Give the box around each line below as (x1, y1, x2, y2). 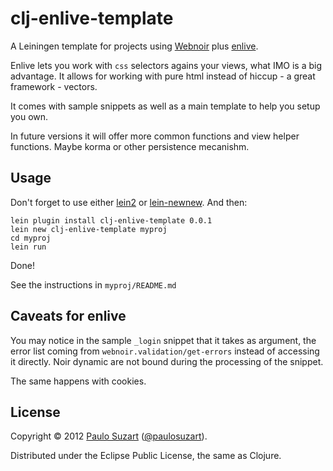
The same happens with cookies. (10, 375, 147, 387)
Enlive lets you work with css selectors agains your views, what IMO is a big (10, 59, 322, 71)
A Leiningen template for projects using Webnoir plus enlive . (10, 40, 259, 52)
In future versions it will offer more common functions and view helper (10, 130, 300, 142)
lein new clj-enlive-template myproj (10, 224, 168, 234)
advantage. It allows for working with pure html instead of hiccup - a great (10, 70, 316, 82)
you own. (10, 110, 49, 122)
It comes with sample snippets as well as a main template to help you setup (10, 100, 321, 112)
